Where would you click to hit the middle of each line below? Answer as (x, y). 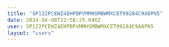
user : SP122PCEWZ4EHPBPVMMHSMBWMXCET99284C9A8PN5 (81, 26)
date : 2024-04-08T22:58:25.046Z (54, 20)
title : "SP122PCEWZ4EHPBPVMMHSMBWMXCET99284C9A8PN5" (85, 13)
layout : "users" (31, 33)
